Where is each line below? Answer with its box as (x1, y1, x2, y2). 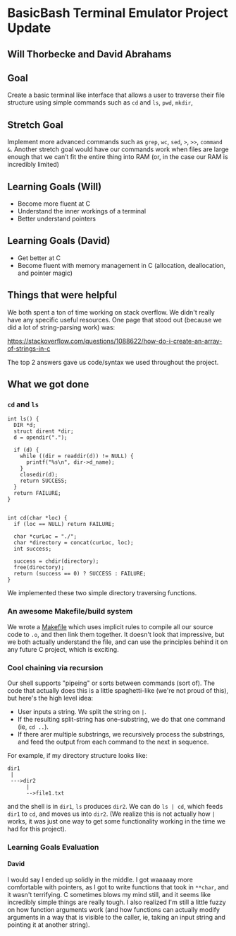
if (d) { (13, 447, 39, 454)
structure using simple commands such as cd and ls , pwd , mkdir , (7, 98, 194, 107)
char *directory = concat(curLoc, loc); (13, 539, 134, 546)
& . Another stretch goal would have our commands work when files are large (7, 145, 229, 153)
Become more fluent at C (17, 199, 91, 208)
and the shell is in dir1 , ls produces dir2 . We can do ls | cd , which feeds (7, 802, 223, 810)
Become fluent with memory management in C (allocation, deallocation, (17, 261, 226, 269)
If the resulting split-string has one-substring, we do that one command (17, 715, 225, 723)
